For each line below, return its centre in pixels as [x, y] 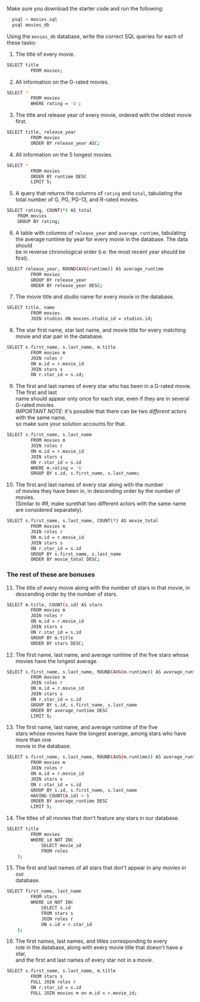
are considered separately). [49, 510]
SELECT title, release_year [42, 132]
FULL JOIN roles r [53, 982]
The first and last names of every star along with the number [89, 485]
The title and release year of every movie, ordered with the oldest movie [104, 115]
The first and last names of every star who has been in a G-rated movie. [103, 386]
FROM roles [55, 851]
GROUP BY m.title [52, 638]
